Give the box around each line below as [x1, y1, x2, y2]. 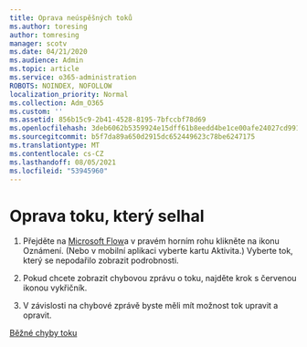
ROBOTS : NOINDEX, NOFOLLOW [9, 81, 112, 90]
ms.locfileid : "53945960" [9, 166, 108, 175]
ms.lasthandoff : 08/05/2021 [9, 157, 117, 167]
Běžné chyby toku [9, 328, 78, 339]
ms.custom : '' [9, 107, 64, 116]
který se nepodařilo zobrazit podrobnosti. [22, 255, 180, 266]
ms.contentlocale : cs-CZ [9, 149, 104, 158]
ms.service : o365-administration [9, 73, 137, 82]
